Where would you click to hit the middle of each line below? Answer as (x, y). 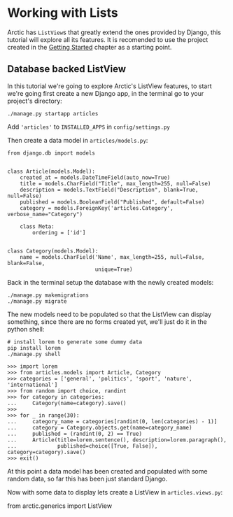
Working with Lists (63, 13)
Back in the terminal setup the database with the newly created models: (111, 282)
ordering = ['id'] (59, 232)
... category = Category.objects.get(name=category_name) (100, 427)
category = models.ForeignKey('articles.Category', (97, 208)
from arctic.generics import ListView (60, 506)
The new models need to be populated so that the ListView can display (110, 314)
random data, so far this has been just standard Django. (87, 479)
